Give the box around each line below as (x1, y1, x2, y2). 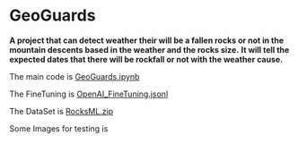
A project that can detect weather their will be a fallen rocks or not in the (9, 35, 285, 46)
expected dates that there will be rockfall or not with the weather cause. (9, 54, 284, 64)
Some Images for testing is (9, 122, 109, 134)
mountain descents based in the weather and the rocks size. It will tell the (9, 44, 290, 55)
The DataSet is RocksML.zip (9, 105, 114, 116)
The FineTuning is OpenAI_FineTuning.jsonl (9, 88, 169, 99)
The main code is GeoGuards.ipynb (9, 71, 140, 81)
